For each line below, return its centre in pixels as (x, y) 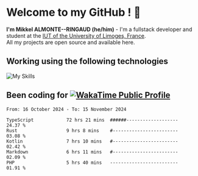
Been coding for (37, 95)
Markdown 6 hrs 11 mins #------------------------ (92, 152)
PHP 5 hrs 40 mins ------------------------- (92, 163)
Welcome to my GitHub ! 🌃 (74, 12)
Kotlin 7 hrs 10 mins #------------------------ (92, 141)
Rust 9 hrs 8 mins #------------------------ (92, 130)
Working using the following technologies (87, 61)
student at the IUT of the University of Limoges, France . (76, 35)
